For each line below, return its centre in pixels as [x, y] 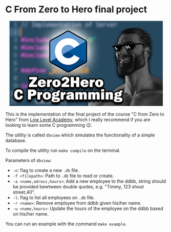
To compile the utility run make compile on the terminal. [63, 150]
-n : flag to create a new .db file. [46, 170]
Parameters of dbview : [29, 160]
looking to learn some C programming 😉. [49, 125]
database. [16, 140]
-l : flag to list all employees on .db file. [54, 197]
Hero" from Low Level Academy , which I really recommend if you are [78, 120]
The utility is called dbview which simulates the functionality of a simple [80, 135]
